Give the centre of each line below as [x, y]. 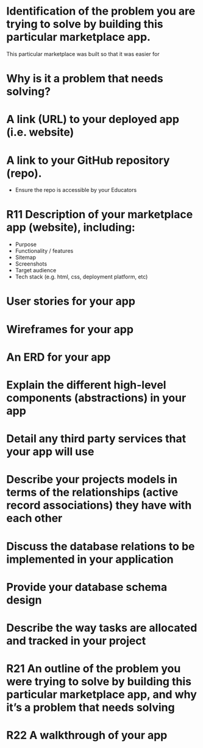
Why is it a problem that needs [85, 79]
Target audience [36, 270]
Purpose [26, 244]
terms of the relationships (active [92, 492]
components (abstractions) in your [96, 398]
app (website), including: [71, 228]
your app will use [50, 452]
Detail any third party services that [96, 439]
